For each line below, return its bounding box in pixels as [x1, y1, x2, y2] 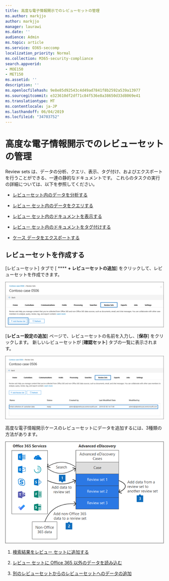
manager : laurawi [5, 24, 42, 29]
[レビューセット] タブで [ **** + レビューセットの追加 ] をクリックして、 [5, 265, 154, 271]
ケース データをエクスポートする [12, 235, 80, 241]
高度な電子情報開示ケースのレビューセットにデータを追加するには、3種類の [5, 425, 162, 431]
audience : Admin [5, 35, 39, 40]
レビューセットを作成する [5, 251, 84, 260]
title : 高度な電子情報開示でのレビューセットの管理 [5, 8, 100, 13]
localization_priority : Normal [5, 50, 71, 55]
